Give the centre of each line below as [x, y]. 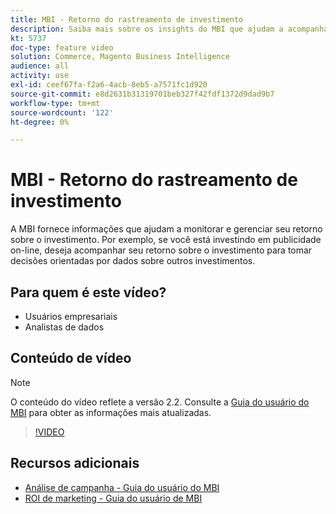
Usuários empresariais [71, 316]
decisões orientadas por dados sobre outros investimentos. [133, 261]
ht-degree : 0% [40, 122]
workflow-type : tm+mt [55, 103]
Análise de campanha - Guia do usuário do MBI [122, 487]
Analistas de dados [64, 327]
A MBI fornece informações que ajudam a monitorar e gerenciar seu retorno [166, 229]
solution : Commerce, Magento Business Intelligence [120, 57]
